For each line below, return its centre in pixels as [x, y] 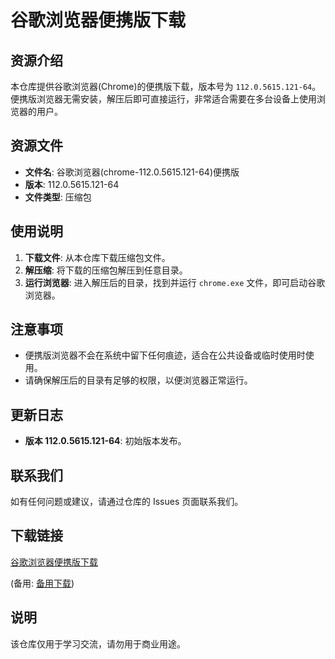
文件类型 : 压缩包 [58, 197]
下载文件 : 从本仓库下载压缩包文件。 [97, 257]
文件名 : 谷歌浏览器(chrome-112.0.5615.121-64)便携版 [132, 172]
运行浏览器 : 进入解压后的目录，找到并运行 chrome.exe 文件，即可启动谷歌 [175, 282]
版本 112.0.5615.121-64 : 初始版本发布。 [105, 441]
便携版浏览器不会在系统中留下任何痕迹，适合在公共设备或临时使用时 [165, 355]
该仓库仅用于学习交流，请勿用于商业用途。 [98, 643]
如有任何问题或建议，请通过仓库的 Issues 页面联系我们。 [127, 502]
